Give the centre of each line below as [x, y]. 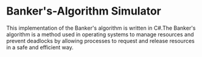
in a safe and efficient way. [40, 47]
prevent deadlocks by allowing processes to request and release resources [100, 41]
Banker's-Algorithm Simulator [84, 11]
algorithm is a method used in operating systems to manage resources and [100, 34]
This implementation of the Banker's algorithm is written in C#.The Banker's [101, 28]
